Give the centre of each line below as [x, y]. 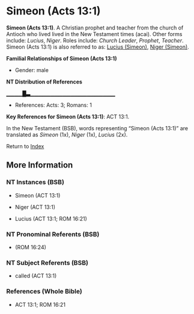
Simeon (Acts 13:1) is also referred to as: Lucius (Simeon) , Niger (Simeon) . [98, 47]
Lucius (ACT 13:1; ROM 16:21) [51, 219]
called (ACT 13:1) [36, 276]
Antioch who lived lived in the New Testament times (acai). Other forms [94, 34]
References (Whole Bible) [44, 291]
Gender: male [32, 70]
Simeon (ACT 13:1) [38, 195]
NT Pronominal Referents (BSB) [53, 234]
